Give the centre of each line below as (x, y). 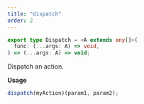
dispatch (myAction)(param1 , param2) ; (63, 93)
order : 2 (20, 21)
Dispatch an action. (35, 67)
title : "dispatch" (34, 14)
